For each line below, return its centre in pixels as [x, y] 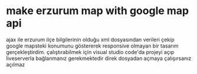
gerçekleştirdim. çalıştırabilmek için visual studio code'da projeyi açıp [90, 52]
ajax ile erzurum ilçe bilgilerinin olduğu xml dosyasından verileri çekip [91, 39]
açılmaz [16, 64]
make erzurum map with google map [98, 11]
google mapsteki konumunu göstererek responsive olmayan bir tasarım [92, 46]
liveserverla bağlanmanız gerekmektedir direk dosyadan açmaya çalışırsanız [99, 58]
